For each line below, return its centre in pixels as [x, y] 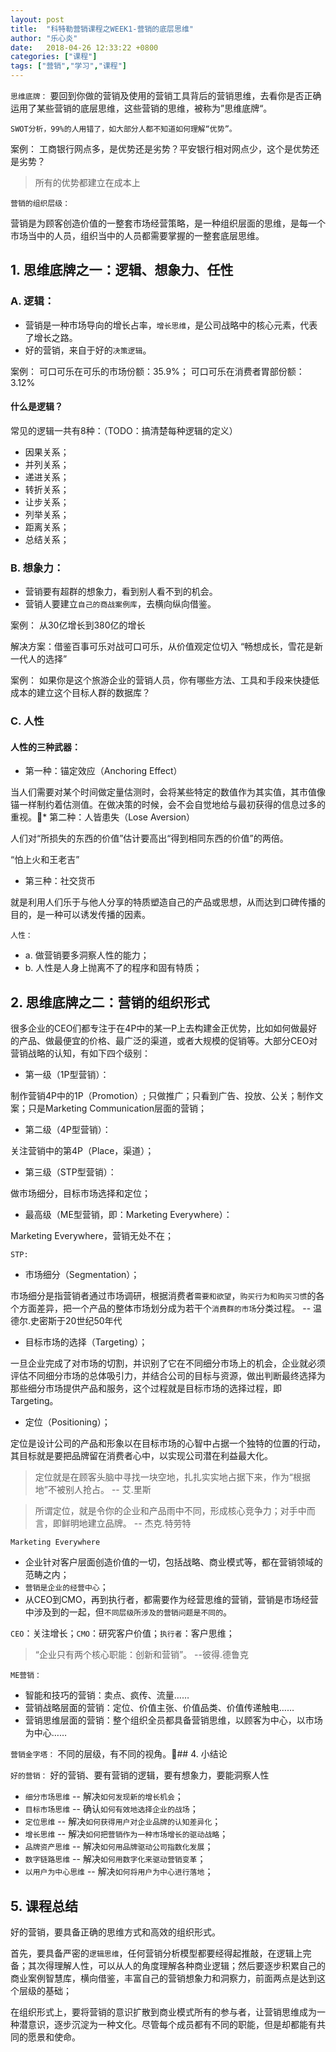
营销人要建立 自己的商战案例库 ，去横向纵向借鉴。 [120, 604]
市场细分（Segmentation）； [82, 1275]
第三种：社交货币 [60, 881]
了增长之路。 [51, 337]
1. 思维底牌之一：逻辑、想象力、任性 [122, 270]
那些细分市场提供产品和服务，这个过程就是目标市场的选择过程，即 [146, 1388]
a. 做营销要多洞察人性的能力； [87, 955]
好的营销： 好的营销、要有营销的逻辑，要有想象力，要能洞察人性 [140, 1775]
